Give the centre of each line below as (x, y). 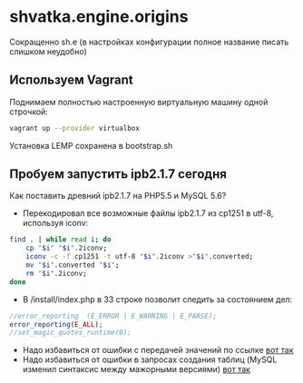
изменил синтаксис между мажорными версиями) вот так (137, 369)
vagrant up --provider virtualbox (75, 128)
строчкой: (29, 112)
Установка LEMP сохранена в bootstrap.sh (91, 145)
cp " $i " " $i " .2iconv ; (66, 248)
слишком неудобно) (49, 51)
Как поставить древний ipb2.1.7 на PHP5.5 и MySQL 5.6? (118, 196)
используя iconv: (55, 223)
